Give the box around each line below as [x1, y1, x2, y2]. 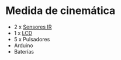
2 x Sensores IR [13, 23, 52, 30]
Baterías [13, 48, 34, 55]
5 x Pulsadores [13, 36, 50, 43]
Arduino [13, 42, 33, 49]
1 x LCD [13, 29, 33, 36]
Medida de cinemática [5, 4, 116, 17]
